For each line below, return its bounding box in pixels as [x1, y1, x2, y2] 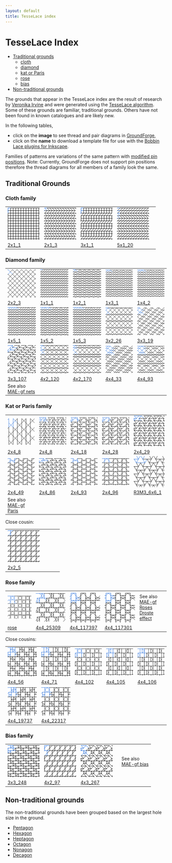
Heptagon [12, 836, 34, 842]
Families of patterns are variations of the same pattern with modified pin [5, 153, 158, 159]
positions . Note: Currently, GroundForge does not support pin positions [5, 159, 155, 165]
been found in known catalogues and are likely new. [5, 113, 115, 119]
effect [139, 615, 152, 621]
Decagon [12, 852, 32, 858]
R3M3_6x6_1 [133, 489, 162, 495]
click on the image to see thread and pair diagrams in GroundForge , [12, 133, 156, 139]
